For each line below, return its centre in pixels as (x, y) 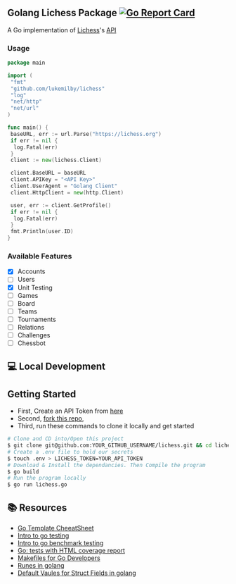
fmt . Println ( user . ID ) (42, 232)
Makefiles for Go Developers (59, 558)
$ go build (23, 472)
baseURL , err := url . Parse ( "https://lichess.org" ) (86, 134)
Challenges (34, 335)
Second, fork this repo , (51, 418)
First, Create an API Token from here (70, 411)
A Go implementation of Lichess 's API (62, 30)
